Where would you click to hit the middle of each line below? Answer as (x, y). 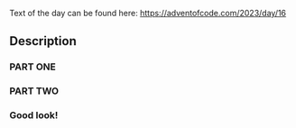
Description (43, 41)
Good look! (34, 115)
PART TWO (34, 91)
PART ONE (33, 67)
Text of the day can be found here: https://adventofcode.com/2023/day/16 (148, 13)
